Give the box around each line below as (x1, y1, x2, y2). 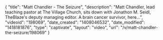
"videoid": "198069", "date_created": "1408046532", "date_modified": (5, 19, 145, 25)
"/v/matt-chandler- (120, 25, 158, 30)
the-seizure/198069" (5, 30, 47, 35)
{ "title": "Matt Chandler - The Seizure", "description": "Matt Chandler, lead (5, 4, 155, 10)
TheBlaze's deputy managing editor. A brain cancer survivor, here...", (5, 14, 143, 20)
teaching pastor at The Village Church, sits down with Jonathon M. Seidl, (5, 9, 151, 15)
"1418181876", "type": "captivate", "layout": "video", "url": (5, 25, 120, 30)
